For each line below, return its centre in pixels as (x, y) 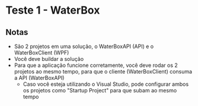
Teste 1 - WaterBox (53, 10)
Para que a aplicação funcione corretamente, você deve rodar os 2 (96, 65)
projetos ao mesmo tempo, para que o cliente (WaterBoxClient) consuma (103, 71)
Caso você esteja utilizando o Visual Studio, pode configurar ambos (106, 84)
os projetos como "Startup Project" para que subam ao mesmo (100, 90)
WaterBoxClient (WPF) (41, 53)
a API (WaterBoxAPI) (39, 78)
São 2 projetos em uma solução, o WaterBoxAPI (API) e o (84, 46)
